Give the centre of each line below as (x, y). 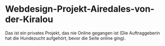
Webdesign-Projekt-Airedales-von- (80, 9)
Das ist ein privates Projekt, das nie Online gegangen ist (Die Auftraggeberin (83, 33)
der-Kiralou (29, 19)
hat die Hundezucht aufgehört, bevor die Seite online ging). (65, 38)
